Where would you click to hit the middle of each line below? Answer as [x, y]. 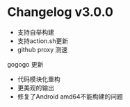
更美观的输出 [35, 88]
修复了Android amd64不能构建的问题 [70, 96]
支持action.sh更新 [42, 41]
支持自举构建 [35, 32]
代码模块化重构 [39, 79]
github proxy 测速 [42, 49]
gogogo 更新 [25, 64]
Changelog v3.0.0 [60, 12]
